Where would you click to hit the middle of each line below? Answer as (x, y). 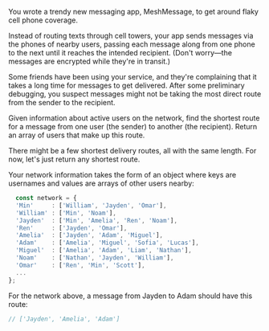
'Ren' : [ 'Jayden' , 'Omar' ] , (71, 228)
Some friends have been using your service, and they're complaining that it (132, 77)
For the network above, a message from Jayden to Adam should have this (130, 296)
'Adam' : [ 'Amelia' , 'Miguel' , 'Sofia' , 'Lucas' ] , (107, 243)
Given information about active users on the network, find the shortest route (134, 118)
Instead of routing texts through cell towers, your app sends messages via (131, 36)
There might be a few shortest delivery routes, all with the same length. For (132, 151)
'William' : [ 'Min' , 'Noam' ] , (66, 213)
